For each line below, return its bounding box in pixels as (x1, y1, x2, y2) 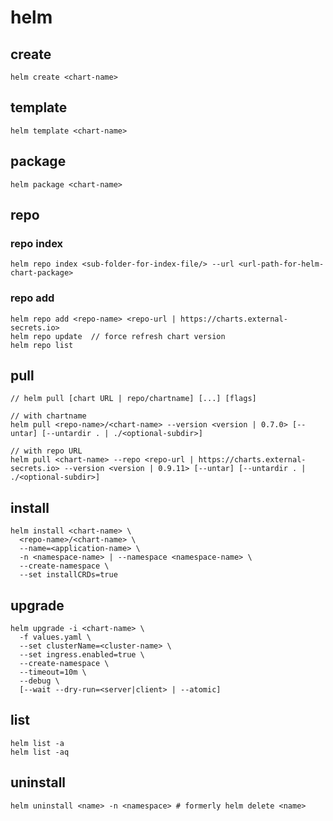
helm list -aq (10, 747, 70, 757)
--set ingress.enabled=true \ (19, 650, 145, 660)
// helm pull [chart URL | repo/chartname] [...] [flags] (10, 394, 257, 404)
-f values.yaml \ (19, 632, 92, 643)
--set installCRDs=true (19, 570, 118, 580)
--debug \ (19, 676, 60, 686)
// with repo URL (10, 446, 83, 456)
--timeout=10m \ (19, 667, 87, 678)
